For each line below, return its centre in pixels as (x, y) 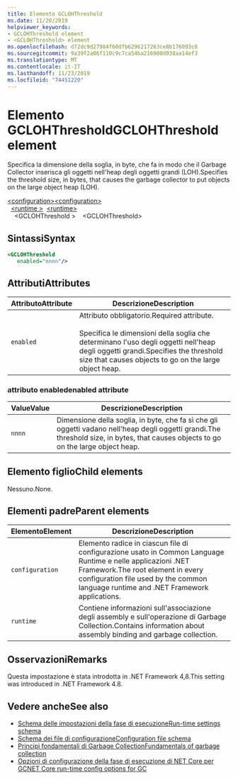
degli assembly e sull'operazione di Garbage (152, 616)
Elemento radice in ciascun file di (134, 543)
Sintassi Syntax (41, 238)
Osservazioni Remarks (57, 659)
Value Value (30, 408)
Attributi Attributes (49, 283)
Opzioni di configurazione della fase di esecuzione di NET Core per (116, 761)
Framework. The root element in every (141, 569)
